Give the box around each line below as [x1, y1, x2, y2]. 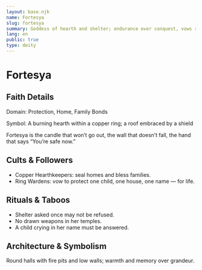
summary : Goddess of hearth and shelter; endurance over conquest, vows [6, 25, 192, 32]
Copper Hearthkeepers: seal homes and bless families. [14, 171, 151, 178]
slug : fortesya [6, 20, 44, 26]
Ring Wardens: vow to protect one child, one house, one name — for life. [14, 177, 195, 185]
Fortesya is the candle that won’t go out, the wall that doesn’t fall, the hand [6, 131, 191, 138]
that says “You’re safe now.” [6, 138, 76, 145]
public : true [6, 37, 39, 43]
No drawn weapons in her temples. [14, 217, 102, 224]
